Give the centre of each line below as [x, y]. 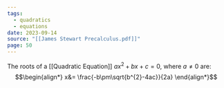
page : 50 [20, 45]
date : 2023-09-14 [32, 33]
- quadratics [32, 20]
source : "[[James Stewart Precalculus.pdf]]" [74, 39]
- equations [31, 26]
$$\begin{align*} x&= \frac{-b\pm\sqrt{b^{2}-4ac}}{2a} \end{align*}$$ [116, 77]
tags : [15, 13]
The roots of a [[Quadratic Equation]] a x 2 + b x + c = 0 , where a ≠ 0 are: [109, 66]
